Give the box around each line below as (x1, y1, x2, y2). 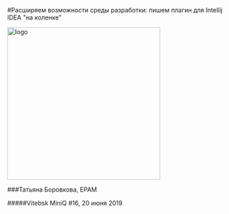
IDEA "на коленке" (7, 13, 62, 22)
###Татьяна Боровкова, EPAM (7, 185, 98, 194)
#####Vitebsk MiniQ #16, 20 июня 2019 (7, 199, 123, 207)
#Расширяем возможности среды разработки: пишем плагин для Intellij (7, 6, 223, 14)
